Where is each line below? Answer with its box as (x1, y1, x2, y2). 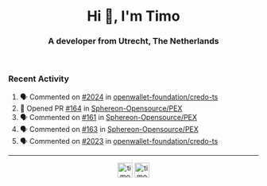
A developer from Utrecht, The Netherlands (48, 36, 219, 47)
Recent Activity (8, 73, 70, 84)
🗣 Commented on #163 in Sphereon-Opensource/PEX (19, 124, 199, 134)
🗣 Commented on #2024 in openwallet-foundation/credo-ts (19, 91, 219, 102)
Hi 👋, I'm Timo (87, 7, 180, 25)
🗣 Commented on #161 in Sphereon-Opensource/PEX (19, 112, 197, 122)
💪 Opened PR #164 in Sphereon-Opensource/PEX (19, 103, 183, 113)
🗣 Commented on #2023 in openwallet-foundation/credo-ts (19, 136, 219, 145)
